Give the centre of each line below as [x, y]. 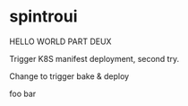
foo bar [23, 93]
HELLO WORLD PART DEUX [60, 41]
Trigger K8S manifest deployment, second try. [94, 58]
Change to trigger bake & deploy [69, 76]
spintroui [43, 17]
